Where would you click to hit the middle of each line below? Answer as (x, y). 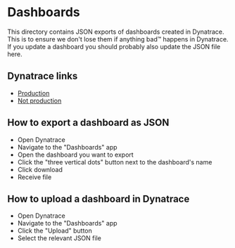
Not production (39, 100)
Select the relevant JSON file (59, 238)
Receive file (34, 177)
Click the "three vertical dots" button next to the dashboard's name (115, 162)
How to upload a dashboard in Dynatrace (99, 198)
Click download (40, 169)
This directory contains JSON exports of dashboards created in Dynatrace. (116, 32)
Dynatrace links (43, 76)
